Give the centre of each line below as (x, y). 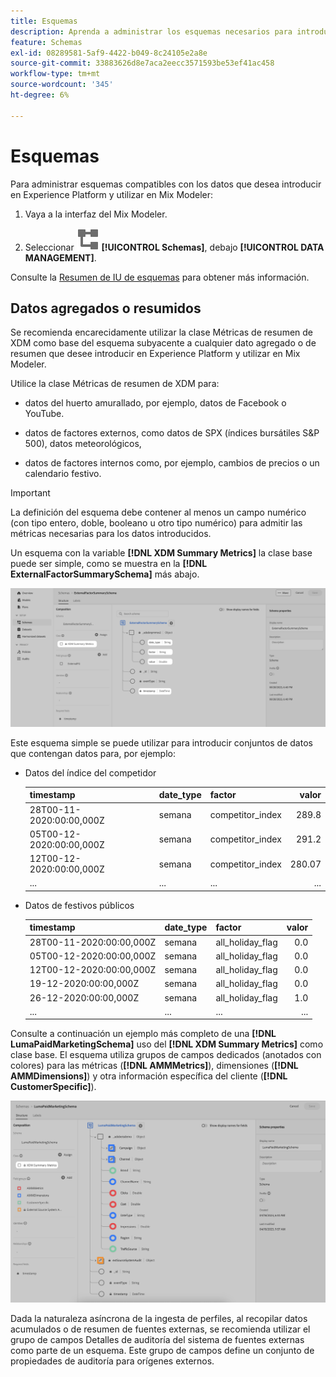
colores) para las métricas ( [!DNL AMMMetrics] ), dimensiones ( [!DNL (154, 1066)
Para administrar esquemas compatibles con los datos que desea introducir (166, 184)
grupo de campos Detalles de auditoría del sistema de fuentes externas (157, 1339)
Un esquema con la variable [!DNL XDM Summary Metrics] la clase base (161, 553)
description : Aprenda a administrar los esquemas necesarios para (151, 31)
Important (30, 493)
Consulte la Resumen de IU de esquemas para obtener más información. (160, 277)
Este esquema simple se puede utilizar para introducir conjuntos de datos (161, 742)
